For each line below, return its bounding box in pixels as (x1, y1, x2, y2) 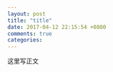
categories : (7, 37, 43, 44)
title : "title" (7, 17, 53, 24)
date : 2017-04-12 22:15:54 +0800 (7, 23, 107, 30)
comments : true (7, 30, 53, 37)
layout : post (7, 10, 46, 18)
